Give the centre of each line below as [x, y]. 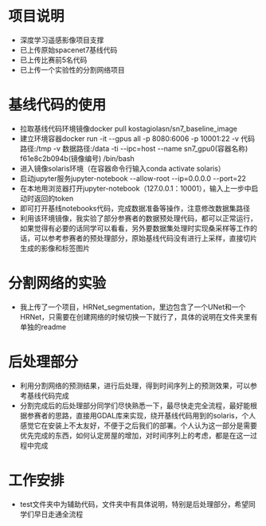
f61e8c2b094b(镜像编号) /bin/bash [77, 158]
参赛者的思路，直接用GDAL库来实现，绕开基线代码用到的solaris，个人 [141, 415]
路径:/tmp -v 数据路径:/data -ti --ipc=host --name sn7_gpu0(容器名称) [134, 148]
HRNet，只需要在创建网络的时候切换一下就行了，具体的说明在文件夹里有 [139, 316]
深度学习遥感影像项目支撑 [62, 40]
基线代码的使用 [57, 105]
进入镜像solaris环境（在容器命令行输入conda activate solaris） [122, 168]
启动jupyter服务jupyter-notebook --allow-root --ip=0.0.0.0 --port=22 [133, 178]
